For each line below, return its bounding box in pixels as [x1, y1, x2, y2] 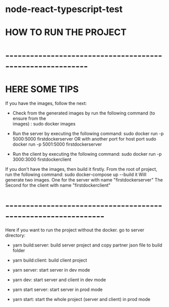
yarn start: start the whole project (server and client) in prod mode [12, 296, 150, 302]
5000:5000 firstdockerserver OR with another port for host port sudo [12, 136, 156, 142]
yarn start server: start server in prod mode [12, 286, 103, 293]
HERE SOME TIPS [5, 83, 79, 95]
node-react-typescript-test [5, 4, 123, 15]
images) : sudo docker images [12, 120, 76, 127]
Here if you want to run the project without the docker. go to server [5, 227, 145, 233]
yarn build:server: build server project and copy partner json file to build [12, 242, 162, 248]
